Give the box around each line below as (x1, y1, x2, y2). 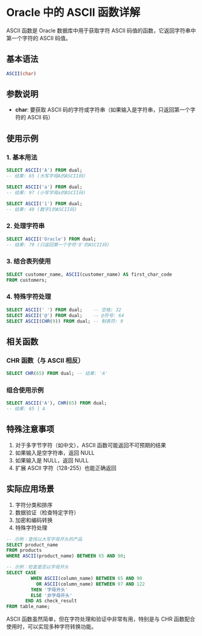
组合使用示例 (6, 386, 44, 394)
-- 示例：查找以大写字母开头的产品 (6, 536, 82, 542)
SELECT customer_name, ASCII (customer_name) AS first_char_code (6, 271, 172, 278)
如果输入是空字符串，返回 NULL (15, 449, 95, 456)
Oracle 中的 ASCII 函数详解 (6, 5, 141, 19)
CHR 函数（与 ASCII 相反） (6, 356, 85, 365)
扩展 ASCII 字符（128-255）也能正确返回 (15, 464, 117, 472)
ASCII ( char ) (6, 71, 36, 77)
